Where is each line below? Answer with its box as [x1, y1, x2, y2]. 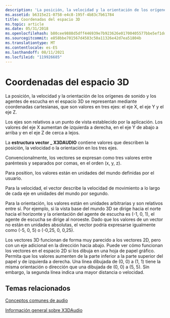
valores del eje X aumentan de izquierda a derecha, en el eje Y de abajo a [5, 125, 158, 131]
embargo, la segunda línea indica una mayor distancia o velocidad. [5, 269, 145, 275]
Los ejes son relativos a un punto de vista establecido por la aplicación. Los [5, 119, 163, 125]
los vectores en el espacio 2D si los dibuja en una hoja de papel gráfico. [5, 248, 155, 254]
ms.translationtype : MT [5, 41, 56, 46]
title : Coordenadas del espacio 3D [5, 17, 80, 22]
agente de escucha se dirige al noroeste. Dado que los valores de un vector [5, 216, 163, 223]
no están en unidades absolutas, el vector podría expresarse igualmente [5, 222, 156, 228]
